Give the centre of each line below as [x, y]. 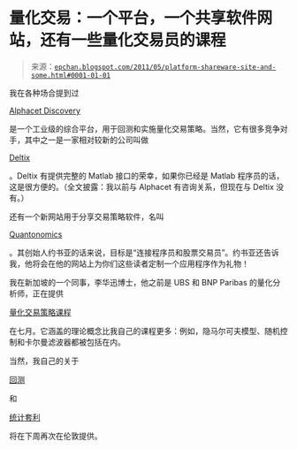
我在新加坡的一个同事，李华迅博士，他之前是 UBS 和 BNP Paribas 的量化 [141, 282]
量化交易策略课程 [40, 312]
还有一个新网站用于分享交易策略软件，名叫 [87, 217]
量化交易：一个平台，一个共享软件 [133, 18]
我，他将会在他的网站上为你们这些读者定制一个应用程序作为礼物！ [129, 263]
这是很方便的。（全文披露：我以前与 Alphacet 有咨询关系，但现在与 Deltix [141, 186]
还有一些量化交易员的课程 [133, 40]
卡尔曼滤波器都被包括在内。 [75, 342]
